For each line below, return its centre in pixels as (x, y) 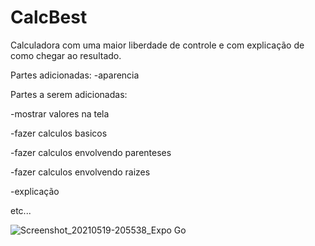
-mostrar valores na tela (60, 113)
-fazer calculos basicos (59, 133)
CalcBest (49, 17)
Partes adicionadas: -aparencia (75, 75)
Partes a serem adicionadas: (69, 94)
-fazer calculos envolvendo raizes (80, 172)
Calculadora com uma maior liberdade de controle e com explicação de (157, 45)
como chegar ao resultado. (66, 55)
